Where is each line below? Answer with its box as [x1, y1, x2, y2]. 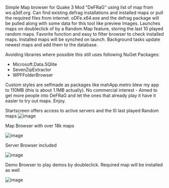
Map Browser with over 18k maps [5, 123, 75, 129]
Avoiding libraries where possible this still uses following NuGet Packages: [5, 51, 160, 57]
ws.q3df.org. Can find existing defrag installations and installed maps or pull [5, 10, 163, 16]
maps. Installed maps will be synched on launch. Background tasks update [5, 36, 160, 42]
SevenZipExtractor [12, 67, 51, 73]
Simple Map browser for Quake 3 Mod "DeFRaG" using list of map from [5, 5, 153, 10]
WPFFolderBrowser [12, 72, 53, 78]
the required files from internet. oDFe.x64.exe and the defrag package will [5, 15, 159, 21]
